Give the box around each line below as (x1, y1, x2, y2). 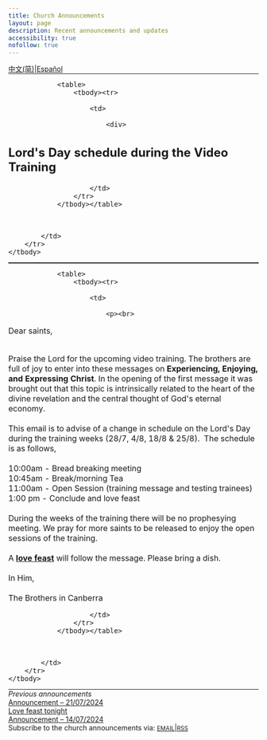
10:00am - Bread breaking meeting (8, 462, 141, 474)
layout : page (8, 19, 52, 27)
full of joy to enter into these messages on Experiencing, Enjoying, (8, 363, 258, 374)
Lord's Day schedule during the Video (8, 144, 229, 160)
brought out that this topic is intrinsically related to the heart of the (8, 383, 256, 394)
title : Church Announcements (8, 11, 105, 20)
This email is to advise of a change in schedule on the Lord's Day (8, 423, 251, 434)
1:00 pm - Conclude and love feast (8, 492, 141, 503)
